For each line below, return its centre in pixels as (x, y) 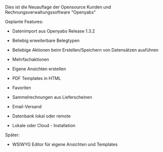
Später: (12, 135)
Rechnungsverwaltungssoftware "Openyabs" (51, 12)
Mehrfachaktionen (31, 59)
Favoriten (22, 88)
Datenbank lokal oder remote (41, 116)
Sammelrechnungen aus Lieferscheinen (52, 97)
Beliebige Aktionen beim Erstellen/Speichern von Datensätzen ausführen (85, 50)
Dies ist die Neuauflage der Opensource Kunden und (58, 7)
